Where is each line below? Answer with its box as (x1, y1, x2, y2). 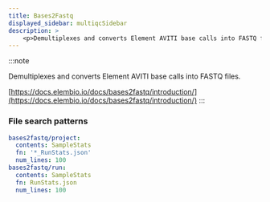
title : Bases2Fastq (8, 11, 74, 20)
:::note (8, 56, 30, 66)
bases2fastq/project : (8, 134, 81, 142)
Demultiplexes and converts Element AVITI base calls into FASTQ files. (8, 71, 241, 81)
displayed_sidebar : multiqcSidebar (8, 19, 128, 27)
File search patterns (8, 115, 88, 127)
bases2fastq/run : (8, 164, 67, 172)
